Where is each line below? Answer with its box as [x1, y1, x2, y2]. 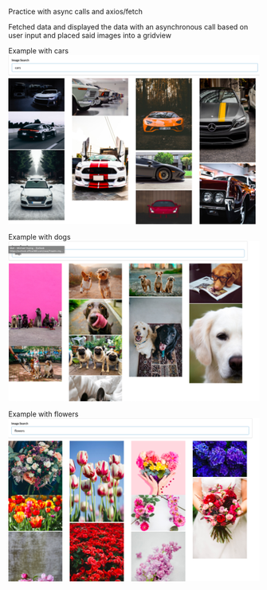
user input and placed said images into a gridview [8, 31, 171, 40]
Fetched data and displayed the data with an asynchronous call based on [8, 22, 249, 31]
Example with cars [8, 46, 69, 55]
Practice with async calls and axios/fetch [8, 7, 143, 16]
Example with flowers [8, 409, 79, 419]
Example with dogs [8, 232, 71, 241]
